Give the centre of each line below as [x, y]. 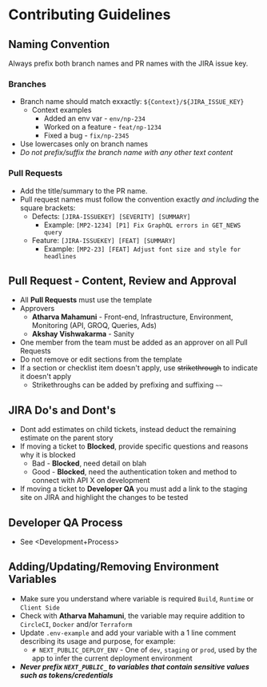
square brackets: [48, 208]
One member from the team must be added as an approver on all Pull [133, 342]
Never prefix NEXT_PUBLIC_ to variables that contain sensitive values [135, 666]
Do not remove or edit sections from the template [101, 359]
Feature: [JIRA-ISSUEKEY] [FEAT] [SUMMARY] [104, 240]
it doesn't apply [46, 377]
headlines [60, 256]
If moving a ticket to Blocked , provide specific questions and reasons [134, 446]
